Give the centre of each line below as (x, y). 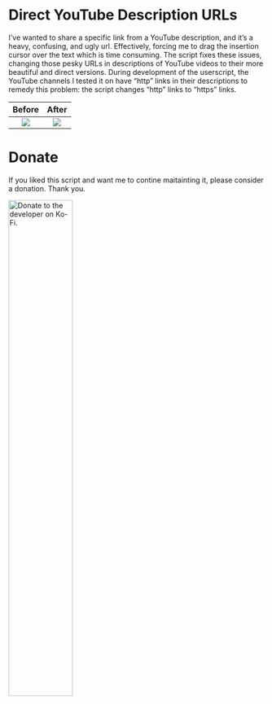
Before (26, 109)
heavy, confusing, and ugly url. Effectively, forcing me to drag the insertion (134, 46)
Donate (33, 157)
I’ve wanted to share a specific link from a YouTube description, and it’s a (131, 37)
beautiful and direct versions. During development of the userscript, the (129, 72)
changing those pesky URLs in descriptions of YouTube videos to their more (136, 63)
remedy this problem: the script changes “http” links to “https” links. (123, 89)
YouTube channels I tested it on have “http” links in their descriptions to (128, 81)
